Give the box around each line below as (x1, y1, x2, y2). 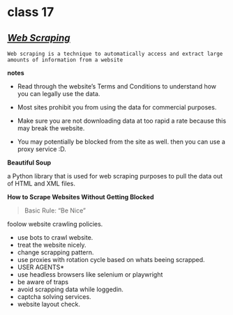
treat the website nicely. (17, 241, 87, 249)
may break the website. (17, 124, 85, 132)
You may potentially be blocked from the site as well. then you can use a (17, 137, 225, 146)
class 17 (7, 4, 54, 20)
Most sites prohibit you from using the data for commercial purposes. (17, 103, 217, 112)
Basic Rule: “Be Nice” (24, 206, 86, 215)
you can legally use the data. (17, 90, 100, 98)
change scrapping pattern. (17, 248, 94, 256)
